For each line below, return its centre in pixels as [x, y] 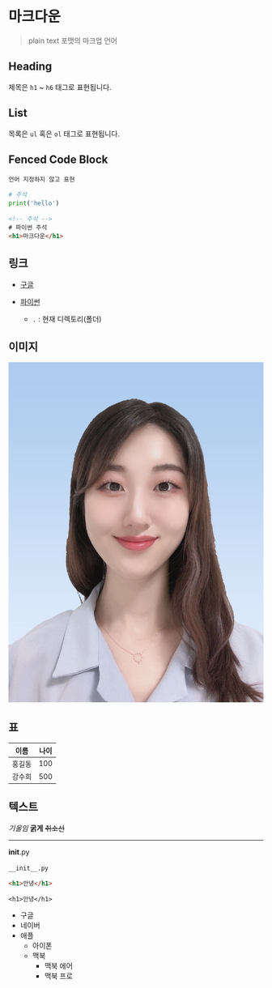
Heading [30, 67]
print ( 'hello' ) [34, 203]
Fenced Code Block [58, 159]
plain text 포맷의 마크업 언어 [72, 40]
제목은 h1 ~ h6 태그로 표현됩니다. [60, 87]
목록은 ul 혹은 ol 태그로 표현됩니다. [64, 134]
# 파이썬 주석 [28, 228]
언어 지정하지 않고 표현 [42, 180]
